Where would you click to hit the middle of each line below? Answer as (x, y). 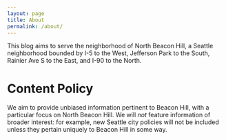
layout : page (26, 13)
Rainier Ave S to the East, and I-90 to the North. (74, 61)
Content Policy (50, 89)
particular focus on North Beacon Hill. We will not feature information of (109, 115)
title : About (26, 20)
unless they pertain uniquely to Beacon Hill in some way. (87, 130)
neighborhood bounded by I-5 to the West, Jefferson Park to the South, (109, 53)
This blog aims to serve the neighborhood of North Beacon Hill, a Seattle (110, 46)
